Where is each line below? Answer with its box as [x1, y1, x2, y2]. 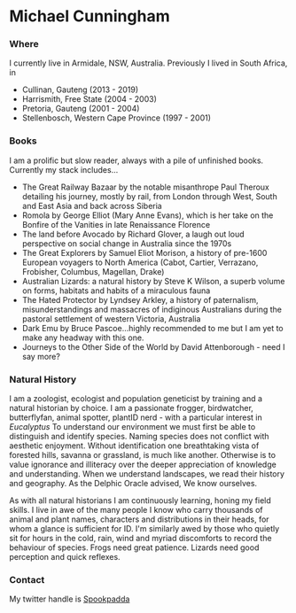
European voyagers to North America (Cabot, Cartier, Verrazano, [21, 257, 259, 268]
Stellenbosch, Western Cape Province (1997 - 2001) [21, 113, 211, 123]
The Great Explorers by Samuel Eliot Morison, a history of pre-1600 [21, 247, 268, 258]
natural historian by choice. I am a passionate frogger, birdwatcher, [9, 403, 254, 414]
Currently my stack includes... [9, 164, 119, 175]
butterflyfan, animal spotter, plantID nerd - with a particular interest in [9, 412, 263, 423]
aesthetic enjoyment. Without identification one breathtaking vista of [9, 440, 260, 451]
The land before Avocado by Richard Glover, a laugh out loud [21, 229, 245, 239]
